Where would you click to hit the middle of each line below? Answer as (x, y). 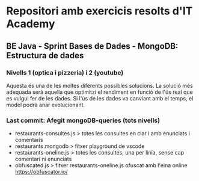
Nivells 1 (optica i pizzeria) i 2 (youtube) (65, 72)
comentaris (29, 140)
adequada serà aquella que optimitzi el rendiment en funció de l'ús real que (100, 92)
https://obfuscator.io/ (41, 172)
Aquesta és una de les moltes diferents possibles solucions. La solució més (100, 85)
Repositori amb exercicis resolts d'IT (99, 11)
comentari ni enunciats (43, 159)
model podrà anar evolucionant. (46, 105)
